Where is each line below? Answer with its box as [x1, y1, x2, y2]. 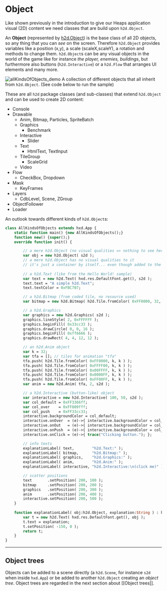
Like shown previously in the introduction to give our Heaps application [5, 20, 151, 26]
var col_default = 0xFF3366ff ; [23, 400, 88, 405]
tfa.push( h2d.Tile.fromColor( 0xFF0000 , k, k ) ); [23, 358, 133, 363]
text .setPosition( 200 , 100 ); [23, 478, 103, 483]
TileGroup [19, 153, 41, 160]
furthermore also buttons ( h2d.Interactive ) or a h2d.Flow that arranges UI [5, 61, 157, 67]
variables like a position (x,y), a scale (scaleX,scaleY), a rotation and [5, 45, 145, 51]
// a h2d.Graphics [23, 308, 61, 313]
